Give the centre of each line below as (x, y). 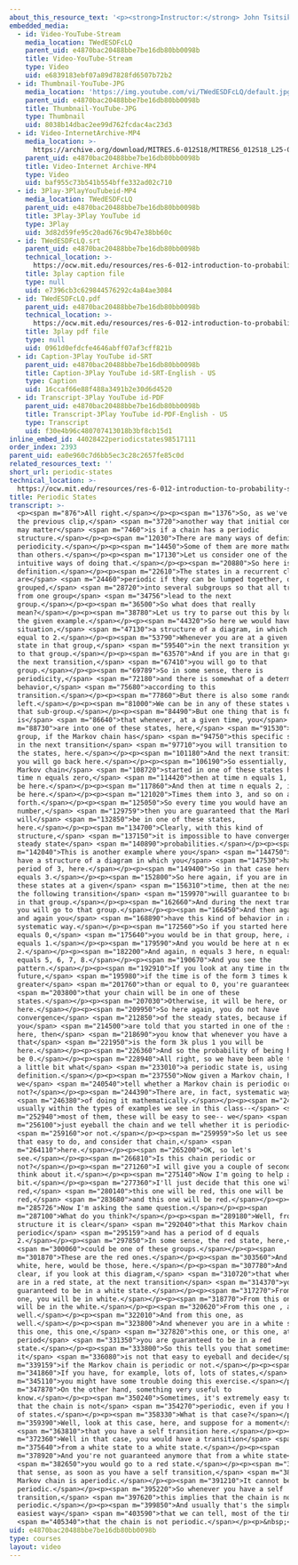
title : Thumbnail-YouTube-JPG (81, 108)
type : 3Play (47, 224)
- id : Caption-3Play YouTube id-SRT (85, 357)
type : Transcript (57, 422)
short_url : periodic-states (61, 472)
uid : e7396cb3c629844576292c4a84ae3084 (99, 290)
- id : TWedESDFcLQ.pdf (59, 299)
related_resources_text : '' (61, 464)
